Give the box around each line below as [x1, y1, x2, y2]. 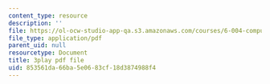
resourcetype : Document [8, 49, 88, 57]
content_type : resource [8, 11, 88, 20]
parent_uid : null [8, 42, 67, 50]
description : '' [8, 19, 63, 27]
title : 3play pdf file [8, 57, 84, 65]
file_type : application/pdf [8, 34, 103, 42]
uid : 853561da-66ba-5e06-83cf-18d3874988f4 [8, 64, 157, 72]
